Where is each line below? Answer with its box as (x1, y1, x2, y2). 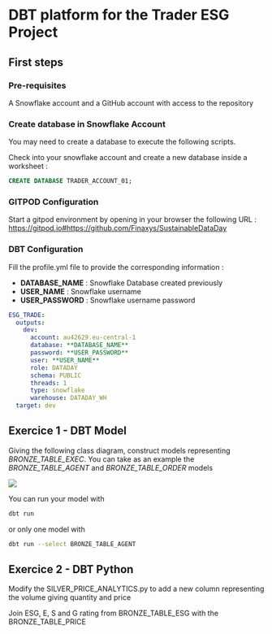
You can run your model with (8, 493, 105, 503)
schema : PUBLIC (29, 371, 82, 380)
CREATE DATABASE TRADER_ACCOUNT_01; (8, 177, 132, 185)
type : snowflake (29, 386, 85, 395)
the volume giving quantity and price (8, 593, 132, 602)
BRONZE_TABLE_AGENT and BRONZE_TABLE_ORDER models (8, 462, 214, 472)
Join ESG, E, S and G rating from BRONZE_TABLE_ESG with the (8, 608, 219, 619)
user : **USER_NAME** (29, 356, 100, 364)
